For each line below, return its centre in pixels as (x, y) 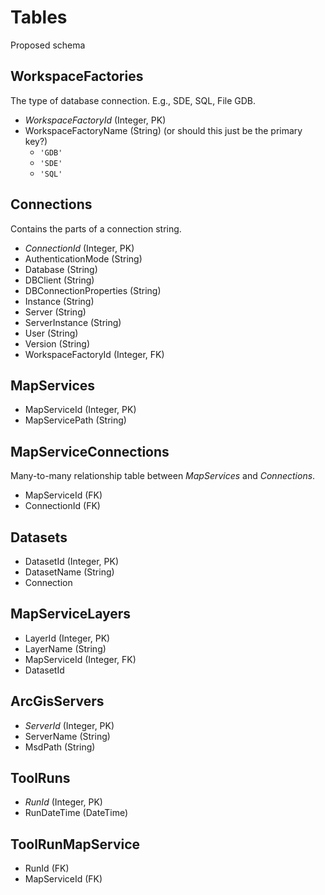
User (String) (51, 333)
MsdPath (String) (60, 747)
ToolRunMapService (75, 844)
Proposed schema (48, 45)
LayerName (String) (65, 648)
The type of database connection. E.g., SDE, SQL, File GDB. (133, 100)
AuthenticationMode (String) (83, 258)
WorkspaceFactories (77, 76)
